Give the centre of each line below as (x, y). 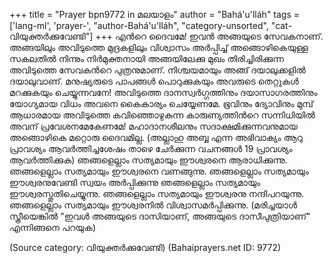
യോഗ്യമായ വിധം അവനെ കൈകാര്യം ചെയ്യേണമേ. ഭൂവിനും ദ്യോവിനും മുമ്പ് (161, 103)
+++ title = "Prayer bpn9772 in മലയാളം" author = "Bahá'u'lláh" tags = (155, 14)
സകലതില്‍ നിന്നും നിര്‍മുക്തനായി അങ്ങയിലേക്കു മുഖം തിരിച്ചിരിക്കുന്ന (146, 58)
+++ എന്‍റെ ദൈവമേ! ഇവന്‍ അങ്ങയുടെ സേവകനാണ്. (209, 36)
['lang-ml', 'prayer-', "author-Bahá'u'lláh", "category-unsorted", (139, 25)
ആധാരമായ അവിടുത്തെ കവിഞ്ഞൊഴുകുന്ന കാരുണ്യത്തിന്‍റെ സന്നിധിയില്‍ (162, 115)
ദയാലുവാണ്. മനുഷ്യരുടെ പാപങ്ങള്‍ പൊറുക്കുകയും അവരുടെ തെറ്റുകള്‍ (154, 81)
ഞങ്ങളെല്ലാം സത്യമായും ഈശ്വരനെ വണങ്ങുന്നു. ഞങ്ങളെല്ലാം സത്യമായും (159, 171)
